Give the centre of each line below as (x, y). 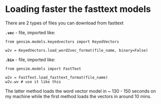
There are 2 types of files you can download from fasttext (64, 23)
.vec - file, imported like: (30, 32)
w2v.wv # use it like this (33, 82)
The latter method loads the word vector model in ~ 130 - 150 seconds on (80, 91)
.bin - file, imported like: (30, 59)
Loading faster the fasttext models (78, 9)
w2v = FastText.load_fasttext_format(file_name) (57, 77)
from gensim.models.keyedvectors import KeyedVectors (62, 42)
